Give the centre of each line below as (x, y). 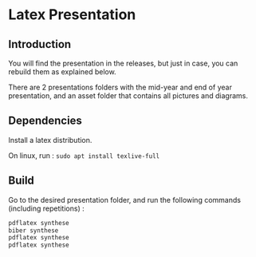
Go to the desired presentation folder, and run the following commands (125, 200)
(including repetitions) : (47, 208)
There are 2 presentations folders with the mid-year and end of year (120, 87)
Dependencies (45, 121)
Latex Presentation (72, 15)
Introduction (40, 44)
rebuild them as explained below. (63, 72)
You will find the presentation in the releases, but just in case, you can (123, 63)
